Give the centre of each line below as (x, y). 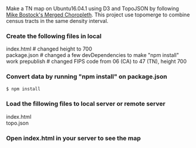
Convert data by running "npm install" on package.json (87, 77)
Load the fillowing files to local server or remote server (86, 104)
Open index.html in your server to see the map (73, 138)
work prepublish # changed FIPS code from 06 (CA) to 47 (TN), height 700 (96, 62)
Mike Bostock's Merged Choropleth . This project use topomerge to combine (98, 15)
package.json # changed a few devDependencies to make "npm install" (92, 55)
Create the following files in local (54, 36)
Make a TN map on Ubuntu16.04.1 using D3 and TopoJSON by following (92, 9)
